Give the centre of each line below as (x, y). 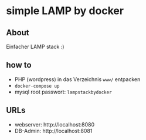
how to (19, 65)
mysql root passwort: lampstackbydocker (63, 92)
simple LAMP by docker (65, 11)
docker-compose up (37, 86)
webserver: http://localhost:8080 (55, 124)
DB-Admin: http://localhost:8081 (53, 131)
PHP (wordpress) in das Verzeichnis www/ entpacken (77, 79)
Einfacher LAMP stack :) (35, 46)
